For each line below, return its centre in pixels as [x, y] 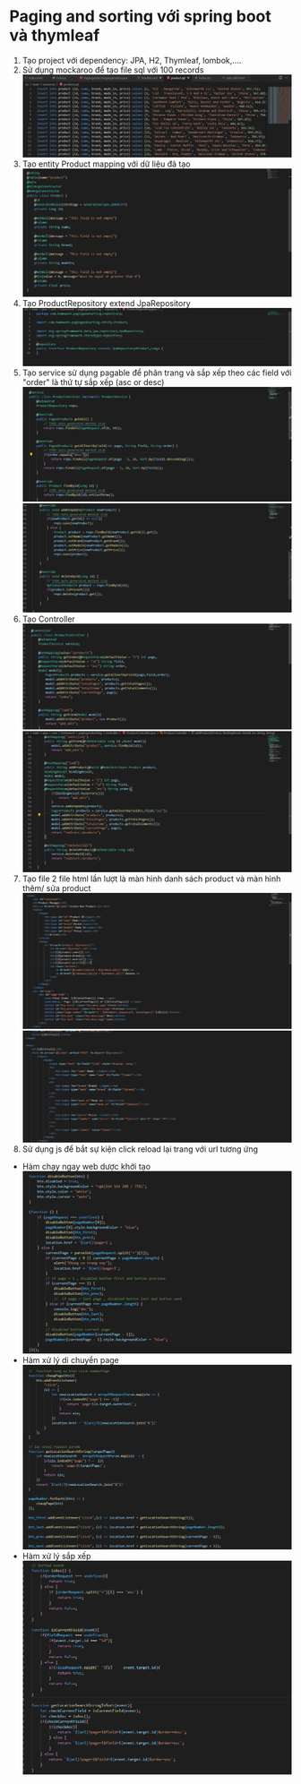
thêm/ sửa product [56, 888]
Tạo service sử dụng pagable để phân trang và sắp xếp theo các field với [157, 373]
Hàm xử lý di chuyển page [70, 1359]
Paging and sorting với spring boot [140, 17]
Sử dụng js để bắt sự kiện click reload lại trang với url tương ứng [140, 1149]
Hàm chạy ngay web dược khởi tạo [86, 1166]
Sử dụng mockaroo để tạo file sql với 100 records [113, 70]
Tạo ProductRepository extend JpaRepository [106, 303]
